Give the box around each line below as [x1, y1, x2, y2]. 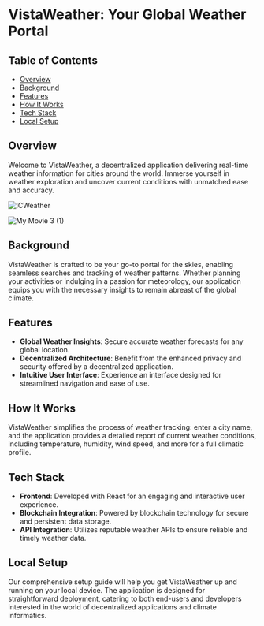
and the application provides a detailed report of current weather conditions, [8, 431, 257, 441]
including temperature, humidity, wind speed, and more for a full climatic [8, 439, 244, 449]
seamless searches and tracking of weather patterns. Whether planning [8, 268, 241, 278]
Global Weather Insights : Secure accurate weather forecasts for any [19, 337, 244, 346]
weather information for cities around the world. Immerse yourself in [8, 168, 230, 178]
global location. [19, 345, 70, 355]
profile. [8, 448, 32, 457]
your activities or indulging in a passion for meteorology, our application [8, 276, 242, 285]
